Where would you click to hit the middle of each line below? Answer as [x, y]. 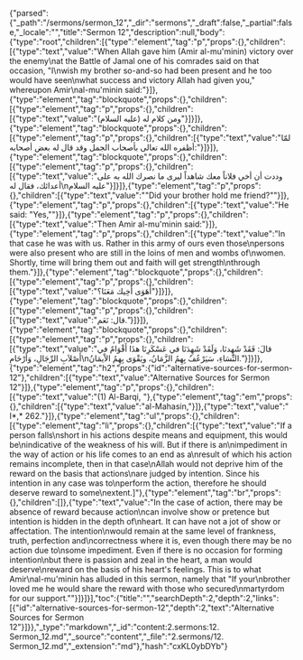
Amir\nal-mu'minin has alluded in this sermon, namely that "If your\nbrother [150, 579]
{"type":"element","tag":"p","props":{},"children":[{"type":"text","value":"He [149, 205]
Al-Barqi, [124, 397]
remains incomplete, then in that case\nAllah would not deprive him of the [147, 464]
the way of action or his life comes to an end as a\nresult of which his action [151, 454]
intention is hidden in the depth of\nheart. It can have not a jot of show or [145, 521]
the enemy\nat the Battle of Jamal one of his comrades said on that [134, 61]
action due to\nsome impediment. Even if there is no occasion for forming [146, 550]
